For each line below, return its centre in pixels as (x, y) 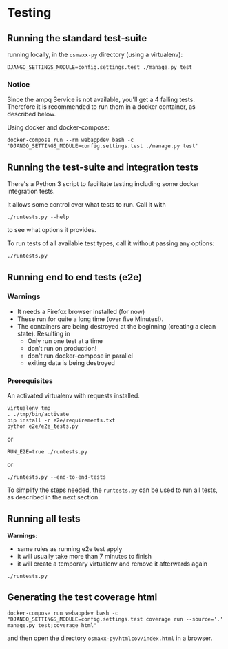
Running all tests (44, 519)
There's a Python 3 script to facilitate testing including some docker (103, 184)
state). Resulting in (43, 333)
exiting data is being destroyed (71, 362)
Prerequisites (30, 380)
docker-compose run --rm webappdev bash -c (71, 140)
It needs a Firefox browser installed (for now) (81, 311)
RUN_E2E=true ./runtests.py (48, 452)
